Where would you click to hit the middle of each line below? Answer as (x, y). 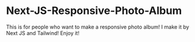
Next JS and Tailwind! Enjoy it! (43, 33)
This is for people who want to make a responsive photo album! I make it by (98, 27)
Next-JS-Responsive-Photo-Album (94, 11)
